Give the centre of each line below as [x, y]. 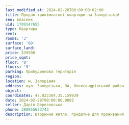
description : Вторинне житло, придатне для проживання [65, 115]
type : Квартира [21, 29]
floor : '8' [17, 62]
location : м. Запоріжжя [31, 81]
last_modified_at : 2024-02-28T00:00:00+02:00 [54, 10]
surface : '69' [20, 43]
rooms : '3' [17, 39]
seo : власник [19, 19]
